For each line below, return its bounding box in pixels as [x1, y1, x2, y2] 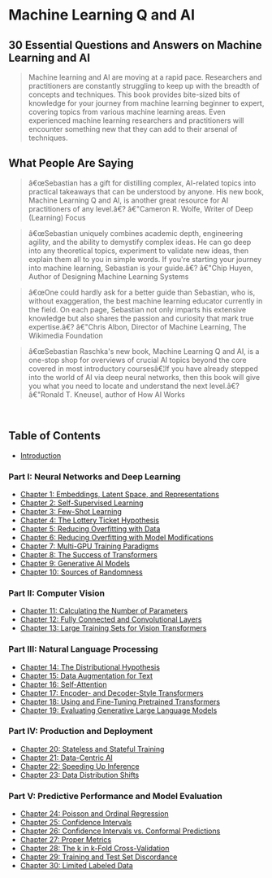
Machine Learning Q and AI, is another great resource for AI [28, 195, 229, 205]
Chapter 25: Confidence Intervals [19, 818, 132, 828]
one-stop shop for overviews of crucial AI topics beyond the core [28, 355, 247, 365]
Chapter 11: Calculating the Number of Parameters [19, 606, 188, 616]
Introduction [19, 450, 62, 461]
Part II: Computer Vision [8, 588, 106, 599]
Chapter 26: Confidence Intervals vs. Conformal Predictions [19, 826, 221, 836]
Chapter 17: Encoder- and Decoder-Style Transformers [19, 688, 204, 697]
